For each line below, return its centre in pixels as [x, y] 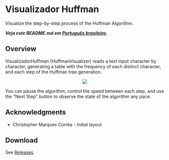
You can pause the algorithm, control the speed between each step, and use [85, 91]
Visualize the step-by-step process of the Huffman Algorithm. [69, 23]
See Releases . [20, 152]
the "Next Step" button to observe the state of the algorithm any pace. [78, 96]
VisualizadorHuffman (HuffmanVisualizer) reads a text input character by [81, 61]
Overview [21, 49]
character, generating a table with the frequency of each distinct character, [83, 66]
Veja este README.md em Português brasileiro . [56, 33]
